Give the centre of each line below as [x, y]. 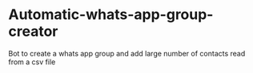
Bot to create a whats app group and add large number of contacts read [127, 53]
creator [33, 31]
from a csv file [32, 62]
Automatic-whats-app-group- [111, 15]
